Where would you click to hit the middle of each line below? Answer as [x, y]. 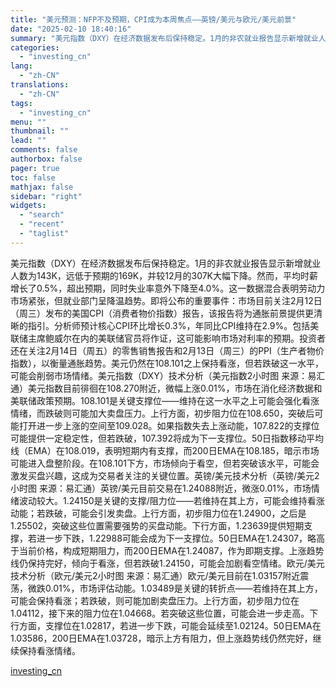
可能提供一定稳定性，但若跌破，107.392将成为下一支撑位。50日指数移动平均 [167, 438]
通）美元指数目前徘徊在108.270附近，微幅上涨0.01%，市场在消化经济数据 [162, 388]
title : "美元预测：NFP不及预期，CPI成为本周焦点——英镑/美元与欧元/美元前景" [153, 19]
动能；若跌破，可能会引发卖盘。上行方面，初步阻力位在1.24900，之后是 [158, 513]
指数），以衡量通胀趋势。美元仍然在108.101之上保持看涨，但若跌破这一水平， [167, 363]
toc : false [33, 177]
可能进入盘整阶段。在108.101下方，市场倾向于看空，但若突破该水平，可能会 [165, 463]
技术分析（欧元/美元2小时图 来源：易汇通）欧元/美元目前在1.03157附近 [155, 575]
